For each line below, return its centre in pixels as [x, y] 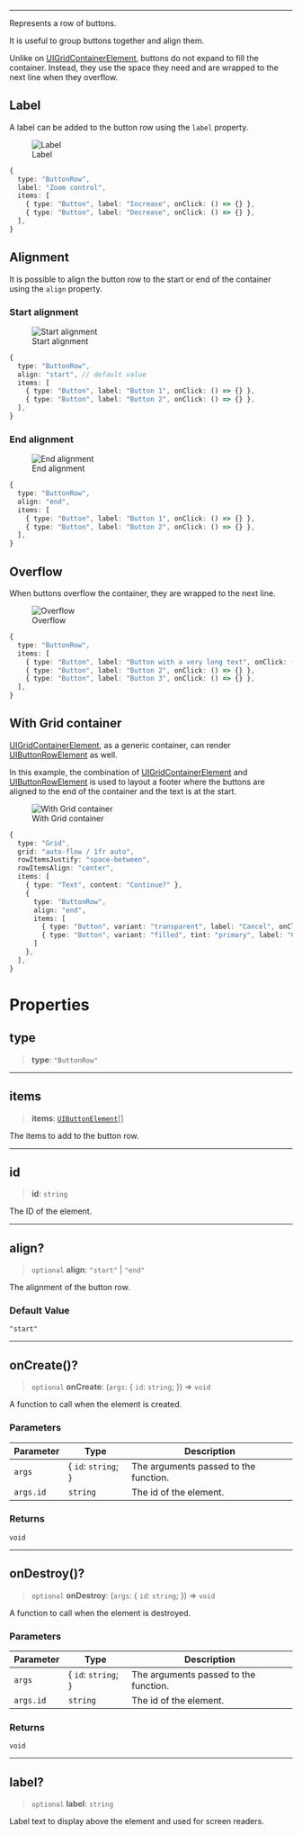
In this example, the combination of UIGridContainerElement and [129, 772]
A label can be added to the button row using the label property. [129, 127]
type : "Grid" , [44, 843]
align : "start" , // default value [82, 375]
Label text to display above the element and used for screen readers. [137, 1821]
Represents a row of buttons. [63, 23]
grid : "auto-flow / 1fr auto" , [76, 852]
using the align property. [56, 288]
